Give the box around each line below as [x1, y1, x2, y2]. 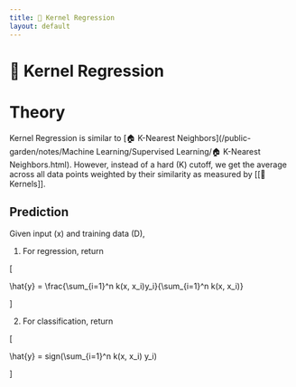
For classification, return [22, 316, 114, 326]
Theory [9, 101, 66, 122]
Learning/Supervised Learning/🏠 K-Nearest [96, 146, 261, 156]
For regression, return [22, 246, 104, 257]
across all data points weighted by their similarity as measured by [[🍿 [9, 168, 266, 179]
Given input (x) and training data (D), [9, 228, 146, 240]
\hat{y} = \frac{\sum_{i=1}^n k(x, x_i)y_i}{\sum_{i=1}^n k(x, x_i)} [9, 281, 244, 292]
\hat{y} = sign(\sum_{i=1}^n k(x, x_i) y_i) [9, 351, 158, 362]
